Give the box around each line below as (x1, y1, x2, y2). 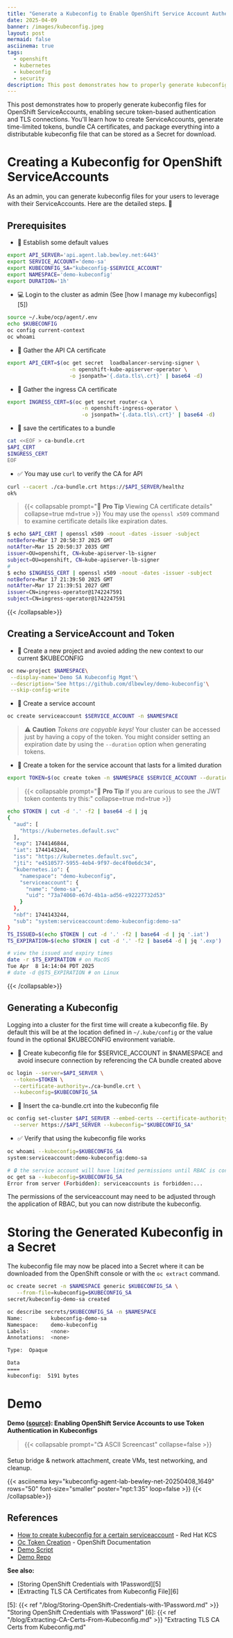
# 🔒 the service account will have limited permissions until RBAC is (7, 1167, 216, 1174)
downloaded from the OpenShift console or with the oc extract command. (7, 1269, 221, 1278)
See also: (7, 1566, 35, 1575)
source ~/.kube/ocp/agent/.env (7, 314, 98, 321)
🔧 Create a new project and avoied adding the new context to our (17, 646, 204, 655)
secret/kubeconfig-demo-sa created (7, 1296, 110, 1303)
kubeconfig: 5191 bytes (7, 1372, 79, 1379)
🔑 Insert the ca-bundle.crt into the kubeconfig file (17, 1102, 159, 1110)
